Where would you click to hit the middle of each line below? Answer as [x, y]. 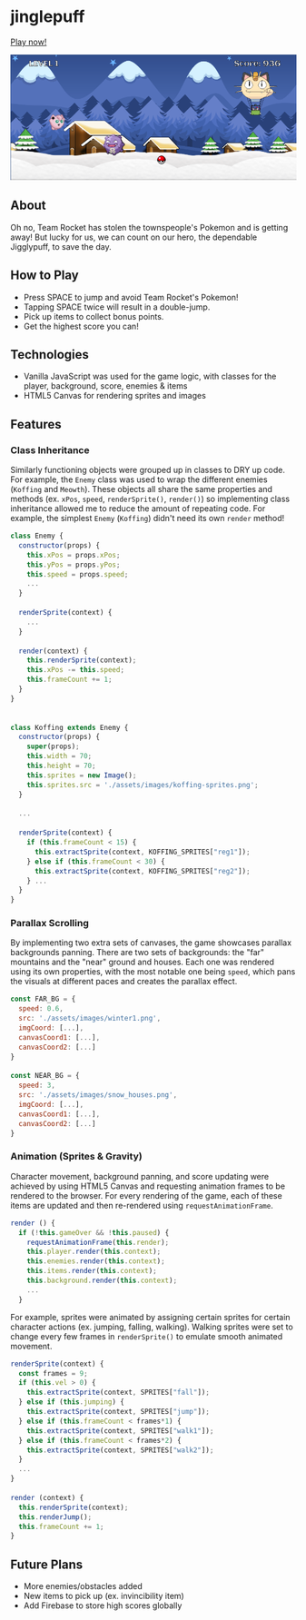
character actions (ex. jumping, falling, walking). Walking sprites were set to [152, 1327]
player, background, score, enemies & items [105, 386]
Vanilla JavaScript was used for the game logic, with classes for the [150, 376]
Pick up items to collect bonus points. [94, 316]
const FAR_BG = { [43, 999]
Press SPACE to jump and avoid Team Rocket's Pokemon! [131, 297]
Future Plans [47, 1564]
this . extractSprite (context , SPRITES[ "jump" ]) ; [118, 1412]
